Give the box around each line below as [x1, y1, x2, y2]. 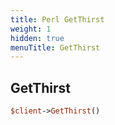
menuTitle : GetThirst [10, 42, 101, 53]
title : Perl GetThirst [10, 14, 105, 25]
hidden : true [10, 33, 65, 43]
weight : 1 [10, 24, 52, 34]
